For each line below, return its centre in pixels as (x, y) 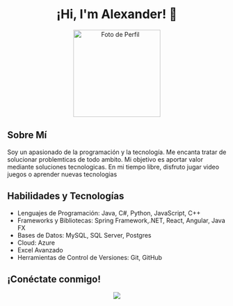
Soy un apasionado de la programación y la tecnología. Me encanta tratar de (117, 152)
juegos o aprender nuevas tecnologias (62, 174)
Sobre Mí (27, 135)
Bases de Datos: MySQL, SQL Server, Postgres (84, 235)
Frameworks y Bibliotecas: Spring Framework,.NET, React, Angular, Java (121, 220)
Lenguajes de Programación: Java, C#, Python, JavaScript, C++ (109, 213)
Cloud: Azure (36, 243)
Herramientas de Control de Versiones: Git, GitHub (89, 257)
